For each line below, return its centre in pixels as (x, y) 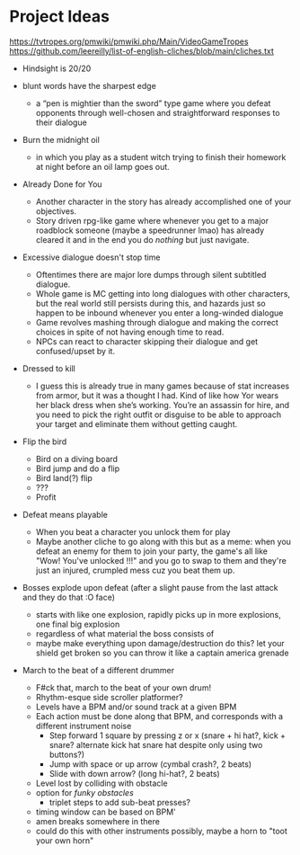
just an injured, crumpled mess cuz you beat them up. (135, 570)
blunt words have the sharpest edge (89, 85)
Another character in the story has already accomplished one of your (163, 201)
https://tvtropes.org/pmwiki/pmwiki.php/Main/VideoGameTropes (129, 41)
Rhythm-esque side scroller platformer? (109, 697)
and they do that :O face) (68, 597)
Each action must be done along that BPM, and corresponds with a (159, 716)
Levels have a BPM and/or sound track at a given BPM (136, 707)
